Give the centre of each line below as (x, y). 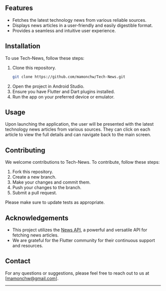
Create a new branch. (34, 177)
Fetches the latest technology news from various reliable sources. (79, 20)
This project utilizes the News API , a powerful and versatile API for (80, 230)
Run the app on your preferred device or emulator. (63, 97)
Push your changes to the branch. (47, 188)
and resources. (28, 245)
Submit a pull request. (35, 193)
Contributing (25, 150)
